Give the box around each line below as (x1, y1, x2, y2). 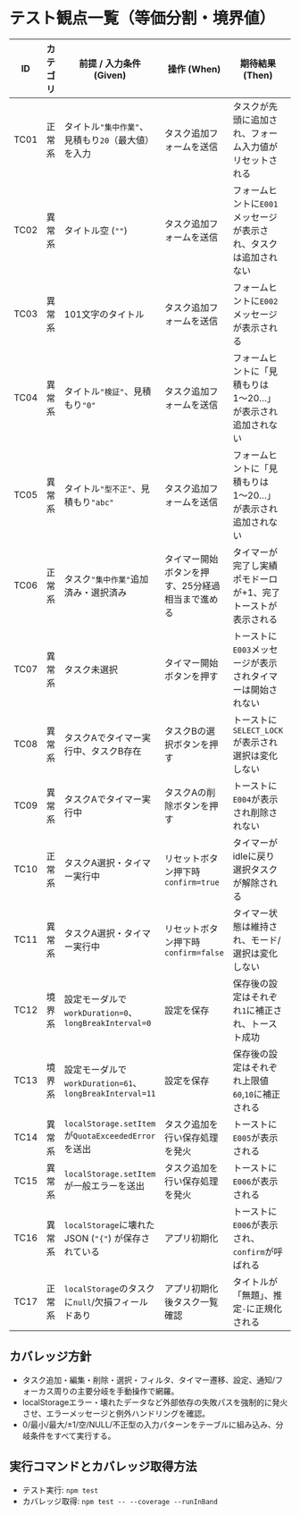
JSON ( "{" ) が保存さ (63, 1232, 150, 1244)
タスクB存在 (90, 745, 142, 757)
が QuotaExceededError (63, 1129, 156, 1141)
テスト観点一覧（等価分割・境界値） (9, 8, 276, 29)
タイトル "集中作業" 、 (63, 120, 149, 132)
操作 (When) (167, 63, 221, 75)
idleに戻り (232, 850, 275, 863)
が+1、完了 (232, 586, 281, 599)
